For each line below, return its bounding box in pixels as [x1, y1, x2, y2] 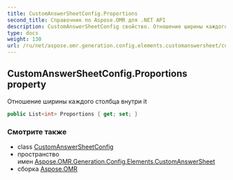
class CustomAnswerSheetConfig [17, 143, 114, 151]
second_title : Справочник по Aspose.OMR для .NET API [7, 17, 166, 24]
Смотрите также [7, 127, 67, 136]
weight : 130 [7, 36, 42, 43]
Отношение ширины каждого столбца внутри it [7, 97, 147, 105]
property [7, 79, 46, 91]
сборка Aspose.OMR [17, 164, 78, 173]
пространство [17, 150, 60, 158]
